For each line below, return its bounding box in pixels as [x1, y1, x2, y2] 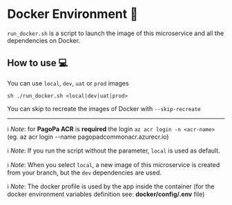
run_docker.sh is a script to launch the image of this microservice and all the [7, 29, 224, 37]
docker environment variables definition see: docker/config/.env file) [7, 190, 205, 198]
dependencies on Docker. [7, 36, 81, 44]
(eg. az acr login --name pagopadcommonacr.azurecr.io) [7, 133, 169, 141]
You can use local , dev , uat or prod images [7, 79, 129, 87]
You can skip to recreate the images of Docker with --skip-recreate [7, 104, 202, 113]
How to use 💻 [7, 57, 68, 69]
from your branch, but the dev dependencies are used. [7, 168, 162, 177]
